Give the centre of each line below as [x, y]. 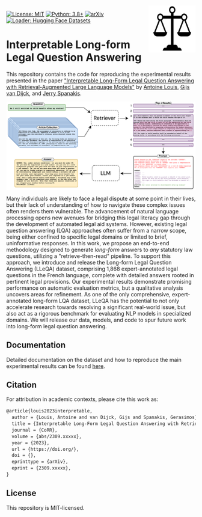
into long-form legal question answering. [57, 326]
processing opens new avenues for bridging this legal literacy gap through [98, 218]
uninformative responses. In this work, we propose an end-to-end [88, 243]
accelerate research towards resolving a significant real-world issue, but [96, 307]
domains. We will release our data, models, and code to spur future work [96, 320]
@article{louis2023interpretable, [50, 411]
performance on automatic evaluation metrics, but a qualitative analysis [95, 288]
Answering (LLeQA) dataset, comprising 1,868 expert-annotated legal [92, 269]
